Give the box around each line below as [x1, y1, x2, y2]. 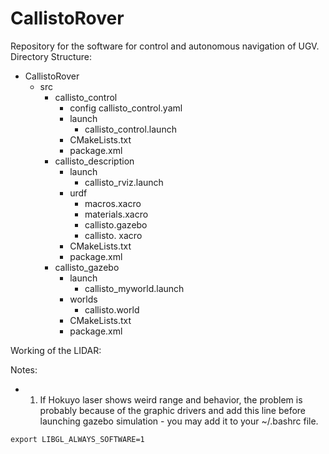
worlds [69, 293, 98, 305]
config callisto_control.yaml [69, 102, 183, 114]
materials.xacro [84, 208, 149, 220]
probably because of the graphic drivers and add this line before [39, 404, 307, 416]
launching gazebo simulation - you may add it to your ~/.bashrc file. [39, 415, 319, 427]
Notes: [10, 363, 38, 376]
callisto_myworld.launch [84, 282, 185, 294]
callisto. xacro [84, 229, 143, 241]
